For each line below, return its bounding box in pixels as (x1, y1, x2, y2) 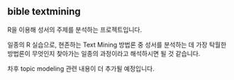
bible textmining (7, 6, 82, 18)
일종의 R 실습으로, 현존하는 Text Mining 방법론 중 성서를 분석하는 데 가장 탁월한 (7, 40, 227, 49)
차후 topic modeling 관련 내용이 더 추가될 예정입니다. (7, 64, 155, 73)
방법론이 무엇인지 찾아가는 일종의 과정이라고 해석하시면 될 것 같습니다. (7, 49, 201, 57)
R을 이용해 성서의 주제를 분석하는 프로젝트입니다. (7, 25, 143, 34)
